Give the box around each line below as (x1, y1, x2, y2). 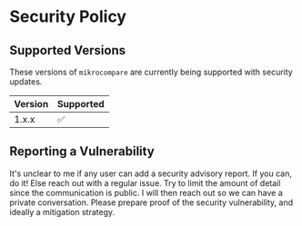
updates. (9, 76, 43, 87)
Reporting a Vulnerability (9, 143, 155, 160)
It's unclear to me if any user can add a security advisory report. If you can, (9, 168, 293, 179)
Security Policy (9, 6, 127, 27)
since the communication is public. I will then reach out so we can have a (9, 187, 284, 198)
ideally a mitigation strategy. (9, 206, 116, 217)
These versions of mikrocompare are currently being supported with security (9, 66, 293, 77)
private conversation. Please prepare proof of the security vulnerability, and (9, 197, 294, 208)
